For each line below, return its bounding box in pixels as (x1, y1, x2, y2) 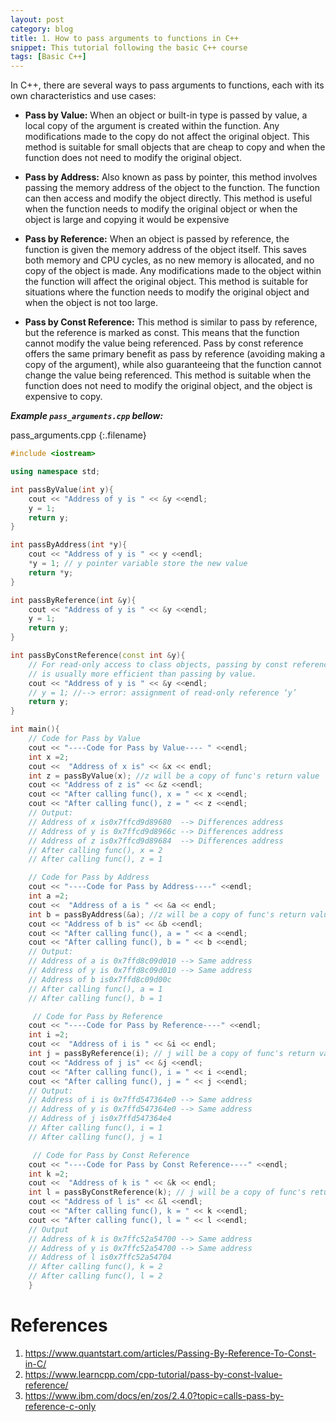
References (10, 1314, 108, 1337)
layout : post (10, 14, 65, 25)
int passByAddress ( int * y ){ (10, 540, 128, 550)
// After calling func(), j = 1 (28, 1132, 163, 1142)
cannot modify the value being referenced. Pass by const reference (24, 337, 304, 350)
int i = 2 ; (28, 1030, 70, 1040)
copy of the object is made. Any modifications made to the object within (24, 265, 322, 277)
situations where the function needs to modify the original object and (24, 286, 310, 298)
